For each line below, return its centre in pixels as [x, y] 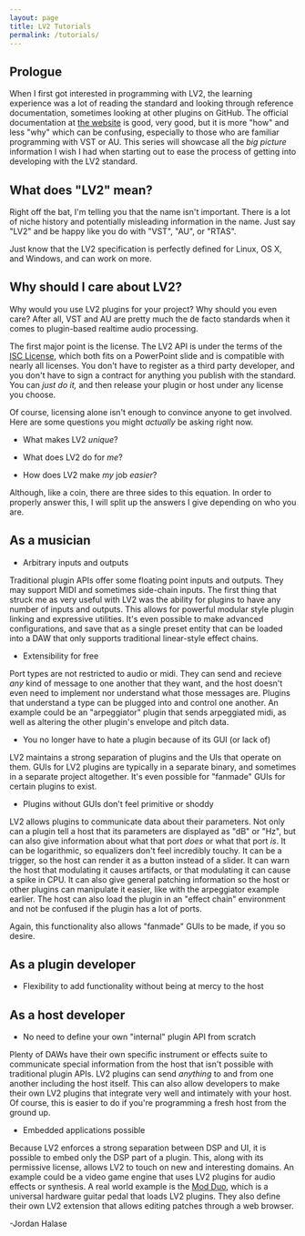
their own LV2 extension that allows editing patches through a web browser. [152, 1206]
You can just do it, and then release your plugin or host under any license [147, 384]
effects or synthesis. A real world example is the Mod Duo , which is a [139, 1187]
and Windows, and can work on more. [81, 259]
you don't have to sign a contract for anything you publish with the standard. [153, 375]
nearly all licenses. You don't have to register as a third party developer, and [152, 365]
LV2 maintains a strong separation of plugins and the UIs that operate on [146, 757]
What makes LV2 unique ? [70, 439]
